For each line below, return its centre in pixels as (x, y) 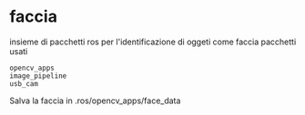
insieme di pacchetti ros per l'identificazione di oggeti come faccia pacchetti (153, 42)
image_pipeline (38, 76)
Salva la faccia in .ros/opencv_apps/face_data (95, 101)
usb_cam (24, 83)
